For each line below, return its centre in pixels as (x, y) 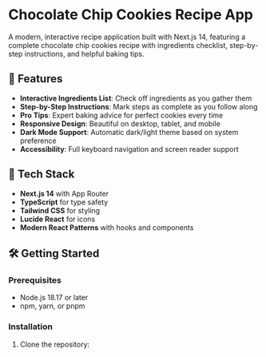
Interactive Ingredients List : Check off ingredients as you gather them (136, 98)
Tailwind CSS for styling (60, 210)
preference (38, 141)
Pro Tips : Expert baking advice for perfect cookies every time (121, 115)
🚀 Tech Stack (42, 175)
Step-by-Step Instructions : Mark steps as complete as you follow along (139, 106)
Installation (31, 327)
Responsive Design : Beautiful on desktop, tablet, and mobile (120, 123)
